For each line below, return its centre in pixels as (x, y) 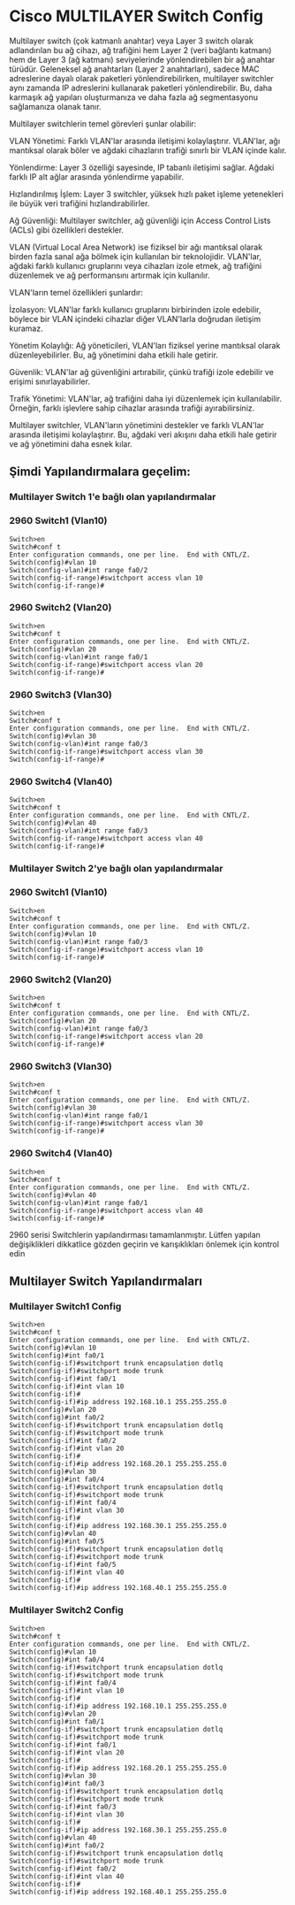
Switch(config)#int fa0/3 (57, 1783)
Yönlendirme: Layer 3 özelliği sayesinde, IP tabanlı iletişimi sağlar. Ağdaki (142, 167)
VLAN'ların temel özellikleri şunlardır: (76, 292)
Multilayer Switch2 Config (66, 1610)
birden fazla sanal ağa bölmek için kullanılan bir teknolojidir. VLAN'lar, (136, 256)
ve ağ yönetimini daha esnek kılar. (71, 443)
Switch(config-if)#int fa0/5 (63, 1565)
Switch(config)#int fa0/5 (57, 1541)
